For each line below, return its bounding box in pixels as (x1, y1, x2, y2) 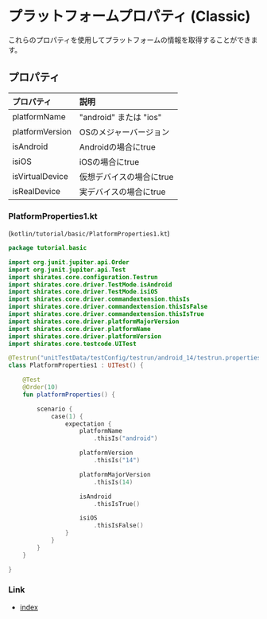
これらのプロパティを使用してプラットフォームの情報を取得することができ (8, 35, 252, 45)
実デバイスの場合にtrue (79, 186, 166, 197)
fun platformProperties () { (22, 391, 115, 399)
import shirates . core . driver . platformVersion (8, 332, 161, 341)
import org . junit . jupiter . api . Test (8, 266, 126, 274)
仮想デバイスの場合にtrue (79, 171, 174, 182)
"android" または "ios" (79, 111, 162, 123)
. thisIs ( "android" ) (93, 434, 158, 442)
